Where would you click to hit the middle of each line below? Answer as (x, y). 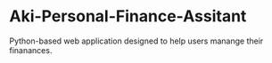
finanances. (31, 50)
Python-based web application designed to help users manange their (136, 41)
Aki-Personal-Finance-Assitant (128, 16)
